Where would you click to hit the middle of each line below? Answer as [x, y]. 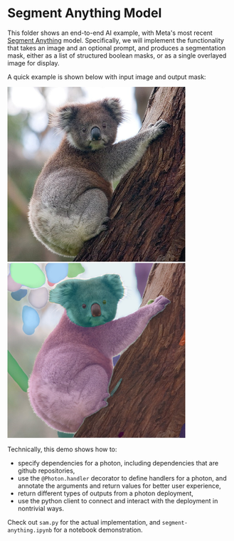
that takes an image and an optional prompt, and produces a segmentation [117, 48]
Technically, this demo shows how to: [62, 449]
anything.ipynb [30, 531]
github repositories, [46, 471]
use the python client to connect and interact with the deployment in [118, 501]
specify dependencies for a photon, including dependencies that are [118, 463]
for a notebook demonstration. [99, 530]
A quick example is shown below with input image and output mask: [107, 77]
